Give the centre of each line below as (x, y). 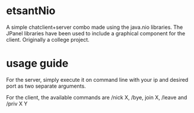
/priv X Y (17, 104)
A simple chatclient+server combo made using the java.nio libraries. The (95, 27)
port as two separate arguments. (46, 86)
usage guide (37, 64)
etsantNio (31, 11)
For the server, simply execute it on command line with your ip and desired (97, 79)
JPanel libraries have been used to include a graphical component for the (96, 33)
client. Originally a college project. (48, 39)
